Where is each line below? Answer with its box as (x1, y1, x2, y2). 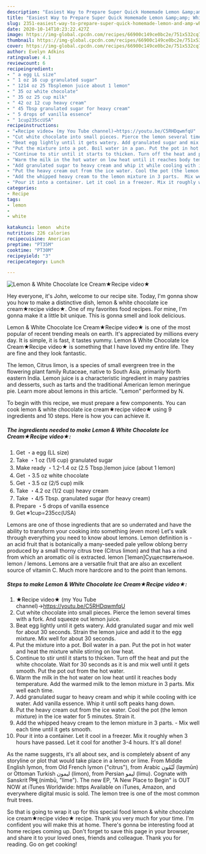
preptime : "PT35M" (7, 241, 54, 247)
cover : (7, 43, 24, 49)
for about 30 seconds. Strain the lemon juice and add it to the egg (15, 629, 182, 636)
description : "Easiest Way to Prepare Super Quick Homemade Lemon (7, 9, 180, 15)
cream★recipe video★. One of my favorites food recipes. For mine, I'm (7, 305, 187, 313)
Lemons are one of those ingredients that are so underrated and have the (7, 521, 192, 528)
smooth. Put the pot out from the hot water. (15, 667, 125, 675)
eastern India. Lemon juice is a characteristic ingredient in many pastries (7, 374, 190, 382)
